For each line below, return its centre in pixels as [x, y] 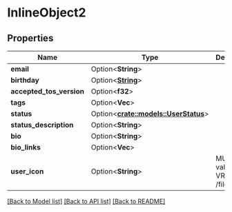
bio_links [26, 147]
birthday [25, 80]
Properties [30, 38]
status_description [42, 125]
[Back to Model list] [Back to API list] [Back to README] [86, 201]
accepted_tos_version [48, 91]
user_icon [27, 171]
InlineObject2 [47, 13]
